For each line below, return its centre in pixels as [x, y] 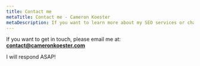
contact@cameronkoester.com [46, 45]
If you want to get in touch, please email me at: [63, 39]
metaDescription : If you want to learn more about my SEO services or [96, 22]
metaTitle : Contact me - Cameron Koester [58, 17]
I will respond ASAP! [31, 57]
